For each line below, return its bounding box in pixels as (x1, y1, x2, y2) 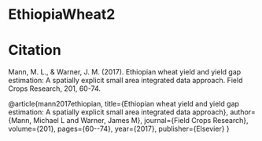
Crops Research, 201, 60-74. (8, 84, 101, 93)
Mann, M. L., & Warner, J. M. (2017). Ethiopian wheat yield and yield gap (8, 67, 242, 77)
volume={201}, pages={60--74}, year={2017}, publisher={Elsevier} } (8, 124, 230, 134)
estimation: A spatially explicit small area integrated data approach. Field (8, 76, 243, 85)
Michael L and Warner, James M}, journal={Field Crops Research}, (32, 116, 249, 125)
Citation (8, 42, 61, 60)
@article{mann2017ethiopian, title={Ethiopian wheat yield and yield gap (8, 99, 240, 109)
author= (229, 107, 256, 117)
